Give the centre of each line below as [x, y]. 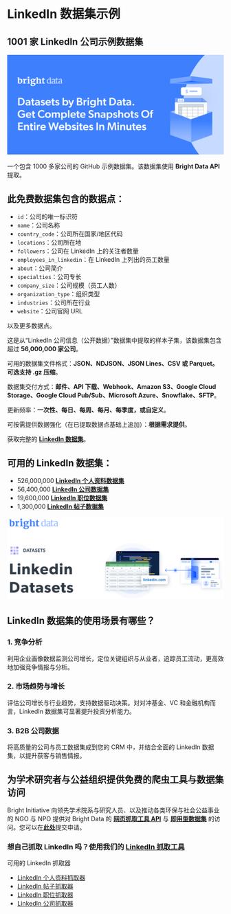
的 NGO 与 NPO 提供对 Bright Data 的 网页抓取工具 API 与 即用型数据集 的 [111, 818]
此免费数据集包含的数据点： [66, 199]
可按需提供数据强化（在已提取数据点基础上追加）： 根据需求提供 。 [99, 425]
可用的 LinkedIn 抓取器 [39, 863]
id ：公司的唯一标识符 [47, 216]
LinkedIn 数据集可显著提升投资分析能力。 [77, 711]
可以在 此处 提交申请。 [55, 827]
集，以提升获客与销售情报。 [46, 756]
